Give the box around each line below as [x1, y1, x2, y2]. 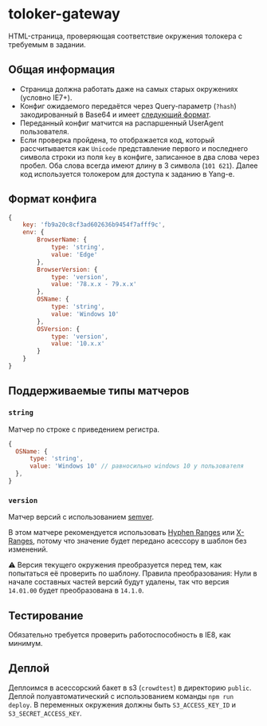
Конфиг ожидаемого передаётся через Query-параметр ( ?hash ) [19, 101, 237, 110]
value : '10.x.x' [50, 340, 105, 348]
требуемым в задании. [8, 39, 86, 49]
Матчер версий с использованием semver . [8, 513, 154, 522]
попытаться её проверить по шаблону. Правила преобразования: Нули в [8, 568, 257, 578]
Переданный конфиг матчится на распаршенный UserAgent [19, 118, 224, 128]
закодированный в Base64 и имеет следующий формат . [19, 110, 211, 119]
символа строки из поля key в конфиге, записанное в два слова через [19, 152, 260, 162]
